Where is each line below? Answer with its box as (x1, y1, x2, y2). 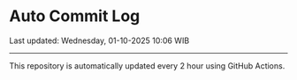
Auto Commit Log (9, 6, 141, 26)
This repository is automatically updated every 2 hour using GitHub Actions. (9, 60, 286, 71)
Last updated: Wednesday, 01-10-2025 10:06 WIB (9, 35, 190, 46)
